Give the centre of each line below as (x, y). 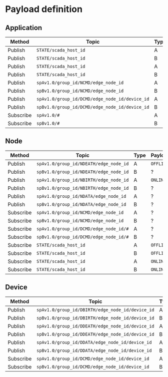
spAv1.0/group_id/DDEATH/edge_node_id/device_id (95, 326)
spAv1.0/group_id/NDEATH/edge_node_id (83, 163)
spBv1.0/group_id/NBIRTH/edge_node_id (83, 188)
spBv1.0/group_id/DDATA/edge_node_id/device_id (94, 350)
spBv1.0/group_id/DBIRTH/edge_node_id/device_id (95, 318)
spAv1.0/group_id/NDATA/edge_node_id (81, 196)
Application (24, 28)
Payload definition (44, 9)
